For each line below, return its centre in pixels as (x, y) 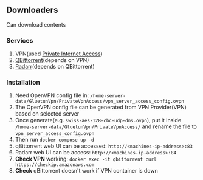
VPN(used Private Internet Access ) (59, 54)
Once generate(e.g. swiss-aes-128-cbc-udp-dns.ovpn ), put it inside (98, 120)
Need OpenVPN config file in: (52, 95)
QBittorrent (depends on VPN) (52, 60)
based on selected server (47, 114)
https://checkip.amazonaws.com (55, 165)
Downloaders (32, 10)
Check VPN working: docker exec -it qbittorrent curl (86, 159)
